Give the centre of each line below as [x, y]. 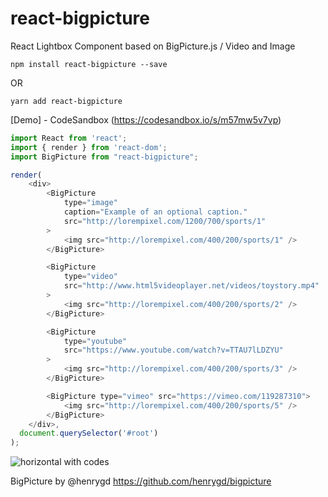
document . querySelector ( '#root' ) [89, 433]
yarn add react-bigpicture [66, 101]
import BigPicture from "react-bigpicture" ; [104, 157]
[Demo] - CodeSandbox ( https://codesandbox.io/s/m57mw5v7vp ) [146, 119]
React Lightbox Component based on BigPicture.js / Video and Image [153, 46]
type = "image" [90, 203]
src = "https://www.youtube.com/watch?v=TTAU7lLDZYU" [173, 350]
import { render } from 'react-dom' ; [89, 147]
